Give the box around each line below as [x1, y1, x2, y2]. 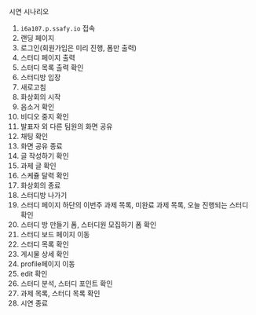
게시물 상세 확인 [20, 250, 69, 258]
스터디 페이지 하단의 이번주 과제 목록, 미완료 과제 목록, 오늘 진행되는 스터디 [20, 200, 249, 210]
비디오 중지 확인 [20, 112, 69, 121]
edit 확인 [20, 269, 48, 278]
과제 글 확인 [20, 161, 57, 170]
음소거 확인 [20, 102, 55, 112]
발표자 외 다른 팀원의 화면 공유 [20, 122, 113, 131]
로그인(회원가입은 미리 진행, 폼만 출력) [20, 43, 137, 53]
